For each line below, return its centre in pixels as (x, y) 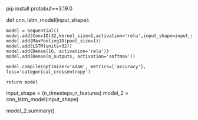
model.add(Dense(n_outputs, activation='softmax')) (71, 56)
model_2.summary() (30, 111)
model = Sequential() (33, 31)
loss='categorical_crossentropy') (49, 72)
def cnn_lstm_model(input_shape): (48, 20)
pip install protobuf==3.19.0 (39, 9)
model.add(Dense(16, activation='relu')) (58, 51)
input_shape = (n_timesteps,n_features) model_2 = (67, 93)
